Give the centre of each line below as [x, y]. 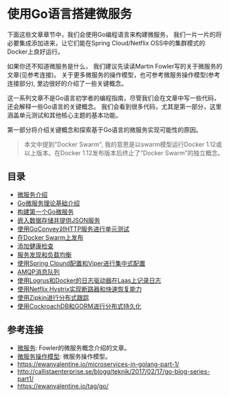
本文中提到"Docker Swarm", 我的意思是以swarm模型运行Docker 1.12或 [123, 144]
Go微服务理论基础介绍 [48, 203]
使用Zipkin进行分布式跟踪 [53, 297]
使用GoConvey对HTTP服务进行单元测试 [73, 229]
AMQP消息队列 [38, 271]
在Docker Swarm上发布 [50, 237]
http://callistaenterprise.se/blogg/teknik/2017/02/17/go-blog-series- [113, 371]
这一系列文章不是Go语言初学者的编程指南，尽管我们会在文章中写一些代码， [113, 98]
